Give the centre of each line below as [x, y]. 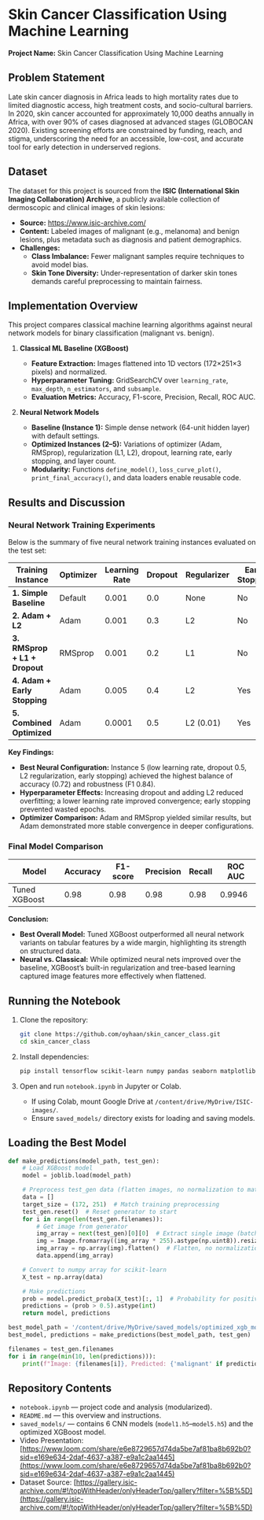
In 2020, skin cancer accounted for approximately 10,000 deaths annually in [131, 113]
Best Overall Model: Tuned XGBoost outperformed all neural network [132, 934]
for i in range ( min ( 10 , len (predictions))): [82, 1356]
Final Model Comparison [56, 846]
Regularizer [207, 575]
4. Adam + [32, 681]
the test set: [27, 551]
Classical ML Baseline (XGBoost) [74, 349]
